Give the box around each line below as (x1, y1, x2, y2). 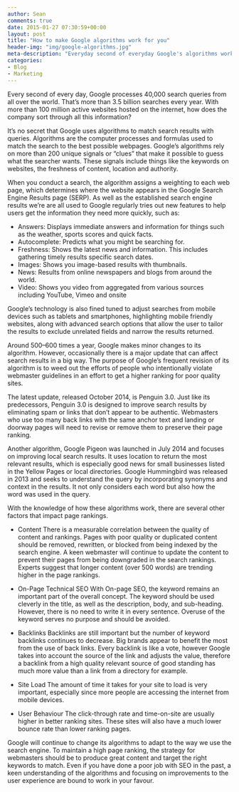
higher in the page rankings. (17, 570, 101, 579)
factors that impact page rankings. (7, 511, 109, 519)
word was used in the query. (7, 489, 91, 498)
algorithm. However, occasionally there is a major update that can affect (7, 348, 218, 357)
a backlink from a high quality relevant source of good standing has (17, 659, 216, 667)
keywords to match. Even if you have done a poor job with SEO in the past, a (7, 761, 231, 769)
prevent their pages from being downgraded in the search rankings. (17, 555, 217, 564)
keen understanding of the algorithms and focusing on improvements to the (7, 768, 229, 777)
